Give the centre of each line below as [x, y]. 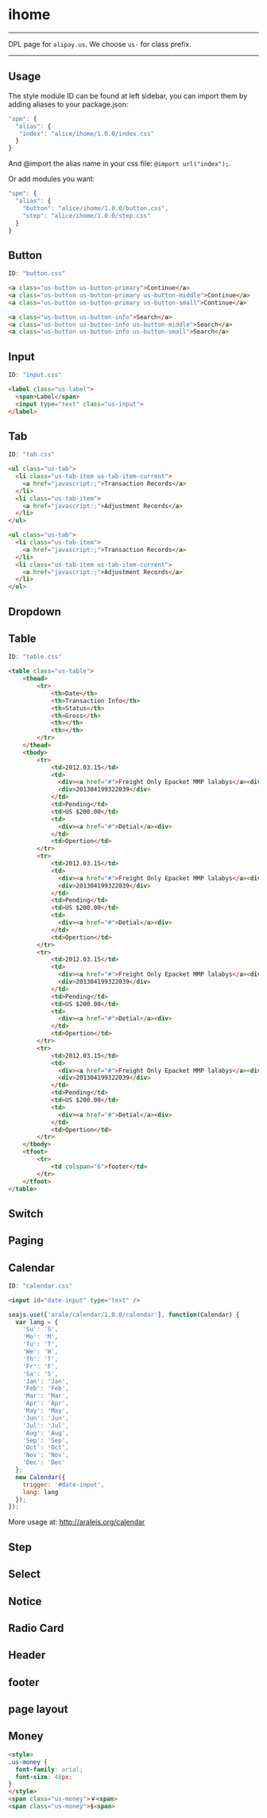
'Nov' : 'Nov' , [46, 1455]
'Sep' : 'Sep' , [46, 1440]
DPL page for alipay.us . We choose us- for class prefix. [100, 44]
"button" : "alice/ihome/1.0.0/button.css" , [96, 208]
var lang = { [37, 1322]
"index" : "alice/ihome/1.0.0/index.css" [87, 134]
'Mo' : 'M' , [41, 1337]
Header [27, 1655]
